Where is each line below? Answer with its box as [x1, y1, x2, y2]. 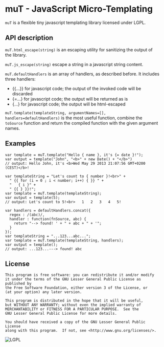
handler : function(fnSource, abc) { [9, 217, 87, 221]
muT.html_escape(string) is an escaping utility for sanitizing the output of [5, 46, 153, 52]
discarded [12, 90, 33, 96]
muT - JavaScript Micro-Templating [5, 3, 153, 15]
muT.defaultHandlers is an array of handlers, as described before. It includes [5, 71, 160, 77]
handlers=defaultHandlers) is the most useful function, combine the [5, 115, 143, 121]
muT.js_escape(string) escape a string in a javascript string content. [5, 61, 143, 67]
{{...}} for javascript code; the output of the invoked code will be [12, 86, 141, 91]
